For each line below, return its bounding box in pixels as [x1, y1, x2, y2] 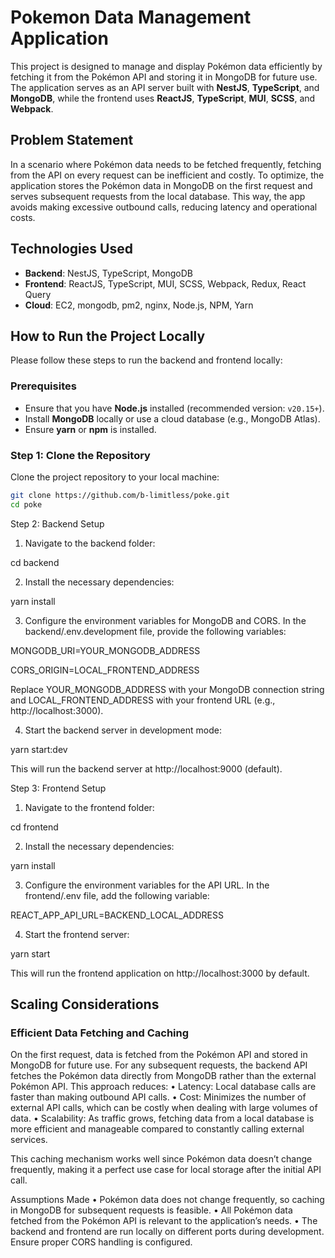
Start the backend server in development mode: [24, 724, 222, 736]
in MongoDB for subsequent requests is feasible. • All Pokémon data [10, 1204, 293, 1216]
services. [10, 1134, 48, 1146]
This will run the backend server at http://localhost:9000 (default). [10, 762, 283, 775]
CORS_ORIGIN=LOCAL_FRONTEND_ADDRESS [10, 664, 200, 676]
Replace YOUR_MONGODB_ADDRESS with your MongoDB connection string [10, 683, 325, 695]
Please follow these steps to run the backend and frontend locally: [10, 354, 283, 366]
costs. [10, 211, 36, 223]
